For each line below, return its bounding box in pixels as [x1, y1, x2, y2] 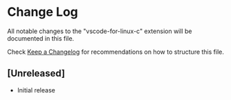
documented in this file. [7, 34, 75, 42]
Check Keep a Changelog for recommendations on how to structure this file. [7, 48, 225, 56]
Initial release [17, 86, 55, 94]
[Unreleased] [7, 68, 66, 79]
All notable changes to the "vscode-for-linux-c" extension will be [7, 27, 192, 35]
